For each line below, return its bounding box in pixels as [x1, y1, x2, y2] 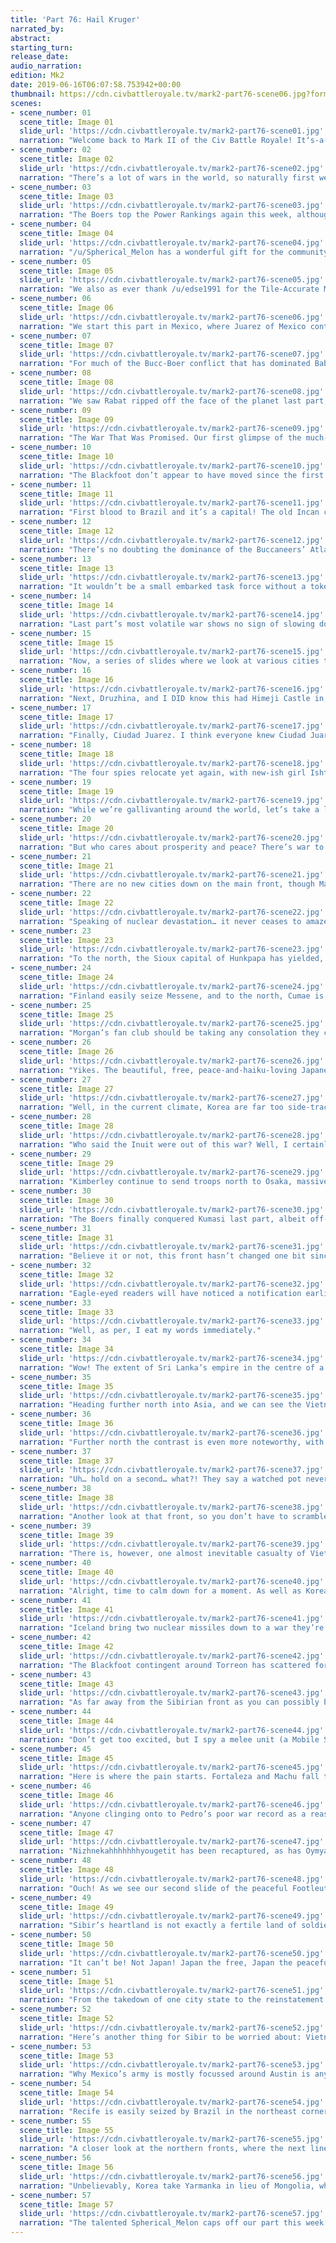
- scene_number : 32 [10, 1261, 92, 1271]
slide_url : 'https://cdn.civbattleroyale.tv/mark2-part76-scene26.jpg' [19, 1056, 325, 1066]
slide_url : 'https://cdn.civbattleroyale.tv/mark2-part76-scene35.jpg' [19, 1391, 325, 1401]
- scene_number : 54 [10, 2079, 92, 2089]
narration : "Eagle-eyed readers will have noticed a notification [19, 1288, 302, 1298]
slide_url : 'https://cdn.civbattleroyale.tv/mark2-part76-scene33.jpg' [19, 1316, 325, 1326]
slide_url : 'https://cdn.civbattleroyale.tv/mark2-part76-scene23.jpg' [19, 944, 325, 955]
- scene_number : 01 [10, 107, 92, 118]
